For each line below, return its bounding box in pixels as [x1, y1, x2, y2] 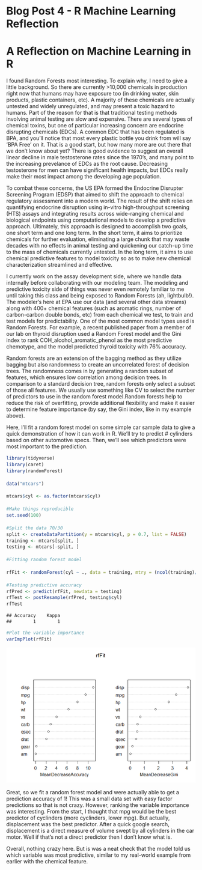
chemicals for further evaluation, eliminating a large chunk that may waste [6, 236, 190, 243]
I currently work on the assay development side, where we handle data [6, 273, 182, 280]
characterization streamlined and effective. [6, 261, 113, 269]
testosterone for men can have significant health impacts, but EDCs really [6, 166, 189, 174]
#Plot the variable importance [6, 630, 85, 636]
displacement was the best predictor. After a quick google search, [6, 820, 170, 827]
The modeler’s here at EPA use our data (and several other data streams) [6, 299, 186, 306]
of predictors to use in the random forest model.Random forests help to [6, 393, 183, 400]
